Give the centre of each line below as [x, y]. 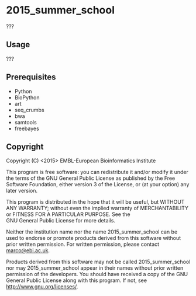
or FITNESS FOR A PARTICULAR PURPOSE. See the [68, 214]
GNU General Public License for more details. [61, 221]
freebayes [27, 128]
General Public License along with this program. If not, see [77, 280]
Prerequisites [31, 77]
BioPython [27, 97]
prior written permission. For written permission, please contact [83, 244]
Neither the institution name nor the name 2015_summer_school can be [92, 232]
